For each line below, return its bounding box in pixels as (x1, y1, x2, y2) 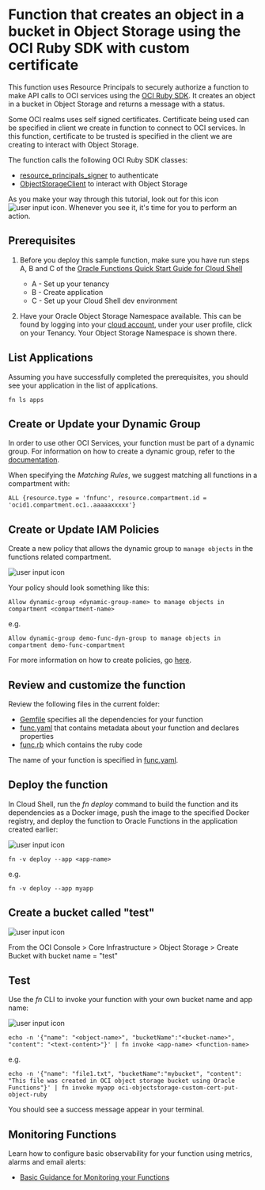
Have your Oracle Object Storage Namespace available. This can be (19, 311, 242, 320)
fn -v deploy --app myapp (8, 884, 93, 893)
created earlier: (8, 825, 59, 834)
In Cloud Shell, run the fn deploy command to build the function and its (8, 799, 239, 809)
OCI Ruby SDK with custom (8, 40, 190, 57)
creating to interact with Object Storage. (8, 140, 139, 149)
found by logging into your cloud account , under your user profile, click (19, 320, 252, 329)
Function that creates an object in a (8, 6, 244, 24)
